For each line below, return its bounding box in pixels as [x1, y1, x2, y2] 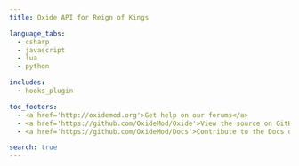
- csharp [17, 37, 50, 46]
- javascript [17, 45, 66, 54]
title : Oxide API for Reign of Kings [9, 12, 149, 22]
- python [17, 62, 50, 71]
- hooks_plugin [17, 86, 74, 95]
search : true [9, 143, 58, 152]
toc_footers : [9, 102, 58, 111]
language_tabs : [9, 28, 66, 38]
